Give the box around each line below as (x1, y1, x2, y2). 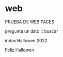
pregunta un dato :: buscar (5, 28, 58, 34)
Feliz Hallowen (5, 47, 34, 53)
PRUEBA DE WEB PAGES (5, 19, 55, 25)
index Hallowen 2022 (5, 37, 47, 43)
